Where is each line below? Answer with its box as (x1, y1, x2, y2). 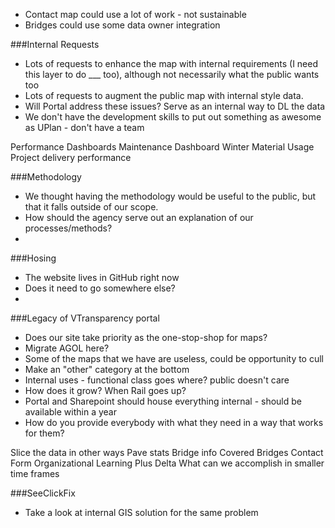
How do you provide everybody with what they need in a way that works (24, 417, 324, 428)
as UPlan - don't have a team (24, 122, 145, 133)
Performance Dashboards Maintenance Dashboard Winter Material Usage (10, 141, 315, 153)
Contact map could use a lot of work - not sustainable (24, 9, 247, 20)
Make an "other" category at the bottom (24, 364, 190, 375)
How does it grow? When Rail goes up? (24, 385, 187, 396)
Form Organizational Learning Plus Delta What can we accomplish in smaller (10, 457, 325, 469)
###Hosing (10, 252, 57, 264)
